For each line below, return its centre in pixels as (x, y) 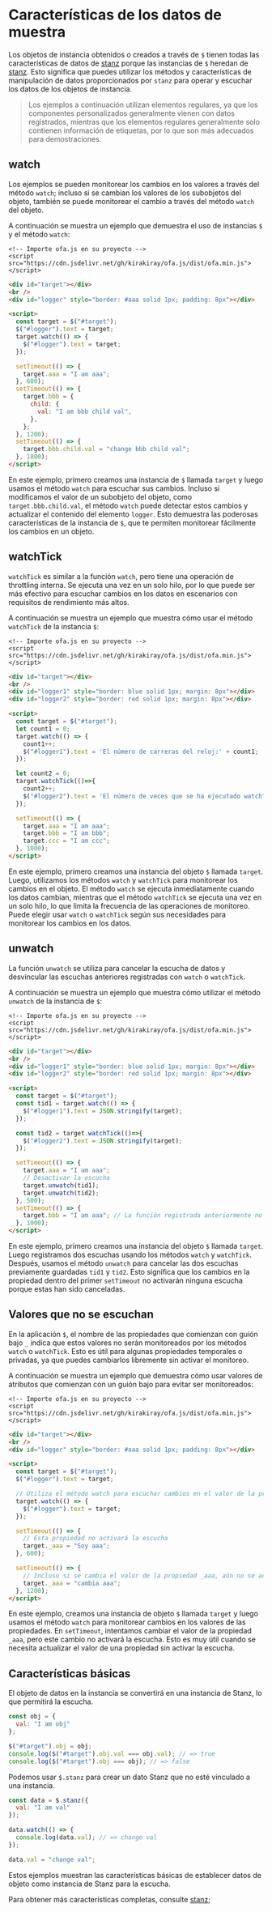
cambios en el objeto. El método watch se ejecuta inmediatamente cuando (132, 888)
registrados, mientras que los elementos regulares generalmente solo (144, 121)
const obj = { (32, 1717)
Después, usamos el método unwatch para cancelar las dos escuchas (123, 1263)
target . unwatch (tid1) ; (61, 1185)
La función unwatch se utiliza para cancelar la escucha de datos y (117, 968)
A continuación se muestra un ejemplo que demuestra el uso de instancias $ (136, 225)
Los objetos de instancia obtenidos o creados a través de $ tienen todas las (134, 54)
